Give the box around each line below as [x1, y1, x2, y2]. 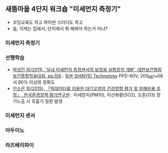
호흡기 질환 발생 [31, 98, 63, 105]
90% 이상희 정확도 [18, 79, 55, 85]
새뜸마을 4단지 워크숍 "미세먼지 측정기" [5, 5, 121, 14]
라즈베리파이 [5, 141, 34, 148]
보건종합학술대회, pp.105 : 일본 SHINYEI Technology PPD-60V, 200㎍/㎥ [12, 73, 159, 79]
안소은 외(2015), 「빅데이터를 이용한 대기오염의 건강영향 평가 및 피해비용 [12, 85, 155, 92]
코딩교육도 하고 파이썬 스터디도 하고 [12, 19, 83, 25]
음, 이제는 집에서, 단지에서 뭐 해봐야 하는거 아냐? [12, 25, 108, 31]
